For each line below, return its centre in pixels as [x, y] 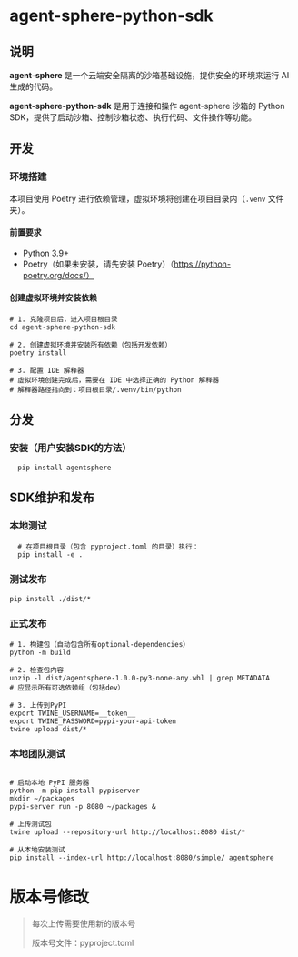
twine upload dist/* [49, 730]
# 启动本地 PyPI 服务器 [50, 783]
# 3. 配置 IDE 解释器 [47, 371]
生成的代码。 [33, 86]
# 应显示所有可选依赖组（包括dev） [67, 688]
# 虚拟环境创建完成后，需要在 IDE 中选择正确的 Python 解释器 [114, 380]
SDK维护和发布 [52, 498]
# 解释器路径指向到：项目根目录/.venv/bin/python [95, 390]
